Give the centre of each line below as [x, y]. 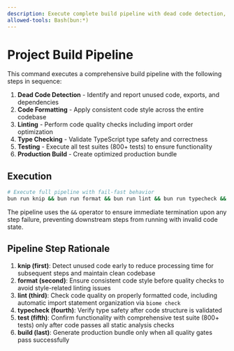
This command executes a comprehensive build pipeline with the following [115, 74]
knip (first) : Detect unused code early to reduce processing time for [116, 265]
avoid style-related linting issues [64, 287]
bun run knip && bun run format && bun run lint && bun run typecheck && [117, 199]
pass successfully [43, 340]
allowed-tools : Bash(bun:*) [48, 20]
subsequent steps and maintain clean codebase [86, 273]
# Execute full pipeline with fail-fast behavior [81, 193]
